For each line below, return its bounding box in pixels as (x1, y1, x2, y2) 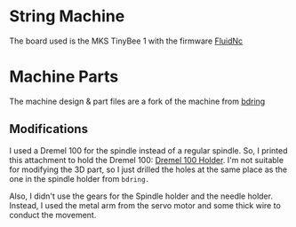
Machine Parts (9, 67, 119, 87)
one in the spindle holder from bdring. (9, 173, 149, 184)
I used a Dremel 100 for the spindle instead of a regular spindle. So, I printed (9, 145, 288, 156)
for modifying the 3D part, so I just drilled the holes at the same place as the (9, 164, 287, 175)
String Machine (9, 6, 125, 27)
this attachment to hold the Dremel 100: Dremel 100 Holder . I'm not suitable (9, 154, 284, 165)
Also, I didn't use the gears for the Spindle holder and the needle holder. (9, 191, 274, 201)
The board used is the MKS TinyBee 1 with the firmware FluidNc (9, 35, 244, 46)
